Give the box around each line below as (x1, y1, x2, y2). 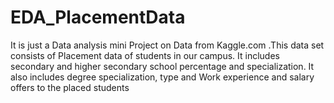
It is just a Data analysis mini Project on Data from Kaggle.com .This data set (10, 39, 325, 51)
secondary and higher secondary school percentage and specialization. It (10, 60, 315, 72)
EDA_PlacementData (10, 6, 186, 29)
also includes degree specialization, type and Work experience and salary (10, 71, 315, 83)
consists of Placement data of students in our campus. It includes (10, 49, 280, 61)
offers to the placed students (10, 81, 130, 93)
